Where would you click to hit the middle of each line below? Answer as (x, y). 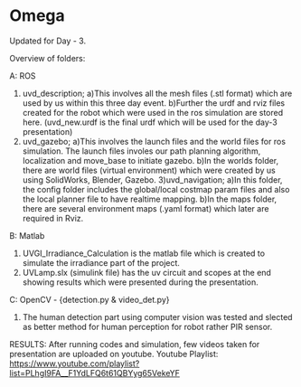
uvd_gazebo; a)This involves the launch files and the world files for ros (154, 141)
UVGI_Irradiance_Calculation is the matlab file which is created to (143, 253)
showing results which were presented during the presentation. (141, 282)
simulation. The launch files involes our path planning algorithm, (141, 151)
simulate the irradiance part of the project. (101, 262)
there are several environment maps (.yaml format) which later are (146, 208)
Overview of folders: (47, 58)
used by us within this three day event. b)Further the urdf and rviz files (154, 103)
